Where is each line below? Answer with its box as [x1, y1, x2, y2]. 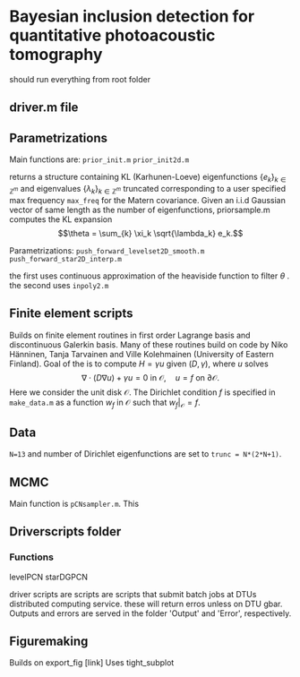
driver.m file [9, 100, 79, 116]
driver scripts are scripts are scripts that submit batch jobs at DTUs [9, 588, 257, 599]
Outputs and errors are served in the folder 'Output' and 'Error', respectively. [9, 607, 292, 619]
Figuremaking [9, 634, 89, 649]
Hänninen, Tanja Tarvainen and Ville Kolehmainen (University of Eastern [9, 348, 275, 359]
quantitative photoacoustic [9, 25, 216, 46]
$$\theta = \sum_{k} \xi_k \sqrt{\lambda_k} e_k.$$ [57, 227, 244, 238]
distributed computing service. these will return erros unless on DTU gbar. [9, 598, 283, 609]
